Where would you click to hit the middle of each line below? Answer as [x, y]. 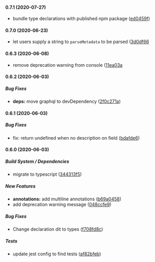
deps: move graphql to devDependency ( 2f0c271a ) [67, 101]
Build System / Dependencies [37, 161]
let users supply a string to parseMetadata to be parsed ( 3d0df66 [81, 42]
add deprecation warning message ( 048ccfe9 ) [62, 204]
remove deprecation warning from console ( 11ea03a [68, 65]
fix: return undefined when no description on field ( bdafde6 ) [76, 138]
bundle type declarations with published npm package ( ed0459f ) [81, 18]
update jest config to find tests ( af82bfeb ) [57, 254]
